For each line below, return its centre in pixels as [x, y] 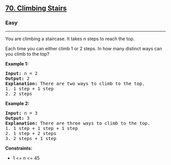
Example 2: [17, 103]
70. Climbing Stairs [36, 8]
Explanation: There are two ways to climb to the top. [75, 84]
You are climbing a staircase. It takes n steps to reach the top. [70, 39]
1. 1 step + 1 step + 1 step [41, 128]
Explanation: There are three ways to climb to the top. [78, 123]
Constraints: [19, 148]
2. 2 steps [19, 94]
